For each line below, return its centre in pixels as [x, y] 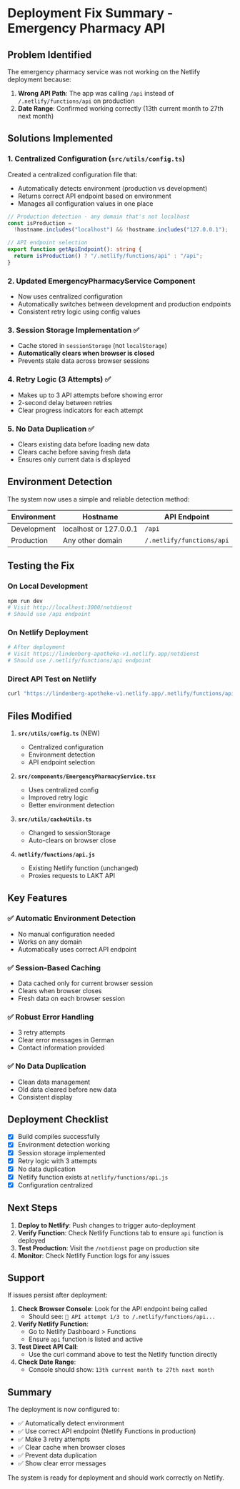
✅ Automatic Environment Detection [72, 918]
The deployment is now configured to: [64, 1410]
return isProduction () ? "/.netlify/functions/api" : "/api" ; [108, 256]
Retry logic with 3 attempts [57, 1161]
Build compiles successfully [59, 1137]
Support [26, 1278]
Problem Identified [50, 55]
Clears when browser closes [60, 991]
